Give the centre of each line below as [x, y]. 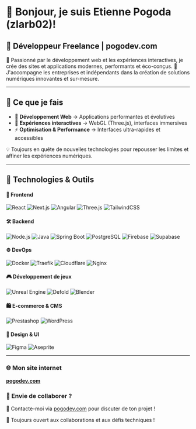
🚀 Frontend [20, 194]
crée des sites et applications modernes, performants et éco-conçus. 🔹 [92, 66]
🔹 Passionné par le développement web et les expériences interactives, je [95, 60]
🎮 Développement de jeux [39, 277]
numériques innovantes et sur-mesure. [52, 79]
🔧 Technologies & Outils [50, 180]
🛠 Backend [20, 221]
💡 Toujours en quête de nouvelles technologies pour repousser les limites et [97, 149]
